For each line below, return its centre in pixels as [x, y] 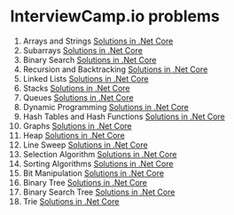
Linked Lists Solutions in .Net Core [86, 78]
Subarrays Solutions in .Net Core [82, 50]
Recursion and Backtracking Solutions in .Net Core [115, 69]
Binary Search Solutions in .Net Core [90, 60]
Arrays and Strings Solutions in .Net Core [98, 41]
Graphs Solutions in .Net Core [77, 125]
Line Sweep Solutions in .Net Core [86, 145]
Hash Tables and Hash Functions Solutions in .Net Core [124, 116]
